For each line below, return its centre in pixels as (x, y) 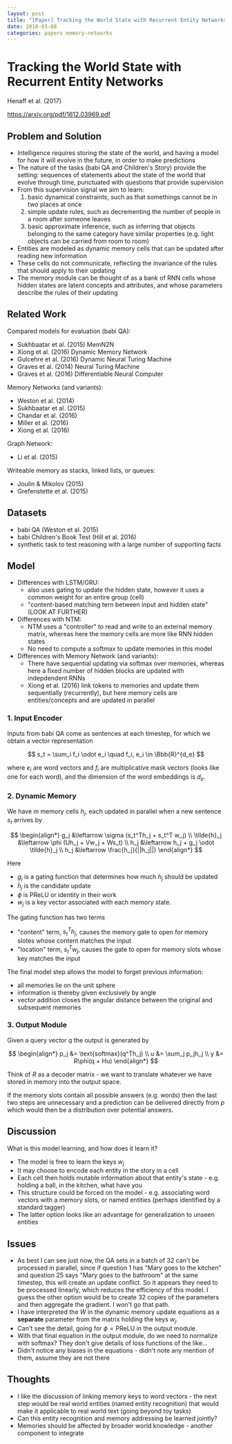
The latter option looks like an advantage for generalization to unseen (116, 1215)
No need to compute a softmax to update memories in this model (120, 649)
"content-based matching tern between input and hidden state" (118, 605)
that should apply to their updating (66, 270)
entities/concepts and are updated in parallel (91, 701)
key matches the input (49, 958)
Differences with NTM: (49, 620)
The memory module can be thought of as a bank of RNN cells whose (116, 278)
